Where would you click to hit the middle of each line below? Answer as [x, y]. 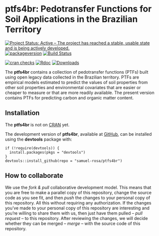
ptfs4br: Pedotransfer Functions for [78, 9]
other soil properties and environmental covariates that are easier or [73, 87]
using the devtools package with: [39, 139]
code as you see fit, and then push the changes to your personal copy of [78, 198]
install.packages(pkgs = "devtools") [48, 152]
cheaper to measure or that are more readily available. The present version [80, 93]
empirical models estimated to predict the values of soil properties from [76, 82]
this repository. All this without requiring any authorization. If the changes [78, 203]
